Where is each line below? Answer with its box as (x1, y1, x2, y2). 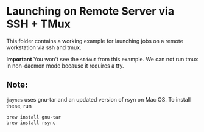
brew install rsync (6, 120, 56, 126)
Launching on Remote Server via (6, 4, 175, 18)
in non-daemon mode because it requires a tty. (6, 62, 124, 69)
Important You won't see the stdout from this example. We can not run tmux (6, 55, 199, 63)
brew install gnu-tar (6, 114, 62, 120)
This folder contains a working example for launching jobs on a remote (6, 37, 184, 44)
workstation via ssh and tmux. (6, 44, 82, 51)
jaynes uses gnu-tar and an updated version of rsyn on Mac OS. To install (6, 96, 191, 103)
